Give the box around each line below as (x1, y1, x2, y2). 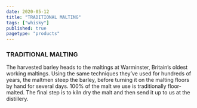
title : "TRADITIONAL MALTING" (6, 14, 82, 20)
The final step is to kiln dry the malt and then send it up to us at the (26, 89, 190, 96)
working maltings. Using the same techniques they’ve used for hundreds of (6, 70, 192, 77)
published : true (6, 25, 47, 31)
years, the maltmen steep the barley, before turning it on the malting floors (6, 77, 190, 84)
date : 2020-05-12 (6, 8, 50, 15)
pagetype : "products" (6, 31, 60, 37)
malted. (6, 89, 25, 96)
